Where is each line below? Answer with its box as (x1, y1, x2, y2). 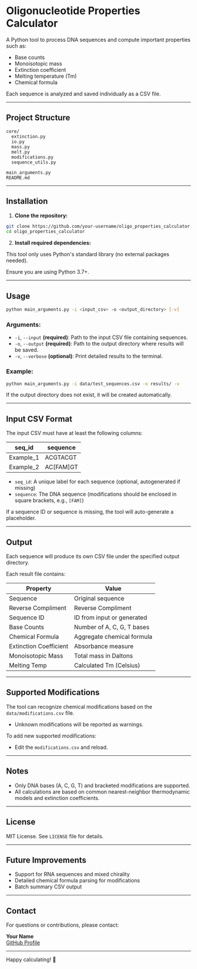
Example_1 (9, 453, 40, 462)
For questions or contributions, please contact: (6, 921, 119, 928)
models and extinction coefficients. (14, 794, 100, 801)
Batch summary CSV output (14, 883, 82, 890)
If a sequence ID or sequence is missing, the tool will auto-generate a (6, 508, 174, 516)
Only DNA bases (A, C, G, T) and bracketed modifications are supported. (14, 782, 191, 789)
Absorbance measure (74, 642, 134, 651)
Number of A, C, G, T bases (74, 623, 150, 631)
